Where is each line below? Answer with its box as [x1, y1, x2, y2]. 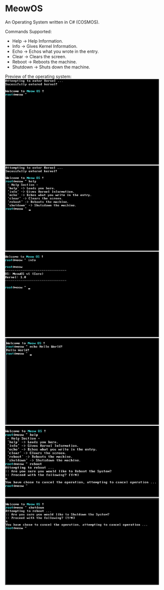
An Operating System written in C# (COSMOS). [5, 19, 100, 25]
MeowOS [5, 3, 43, 14]
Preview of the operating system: [5, 73, 72, 79]
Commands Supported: [5, 28, 52, 34]
